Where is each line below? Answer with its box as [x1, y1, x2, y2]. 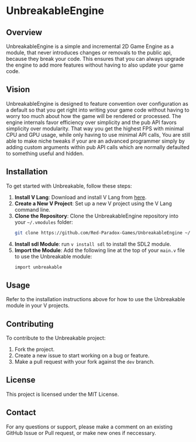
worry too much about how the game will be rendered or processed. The [6, 112, 181, 119]
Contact [6, 408, 36, 417]
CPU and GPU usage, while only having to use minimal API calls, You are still [6, 131, 190, 138]
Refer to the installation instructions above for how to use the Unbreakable [6, 296, 185, 303]
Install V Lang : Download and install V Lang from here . [14, 194, 147, 201]
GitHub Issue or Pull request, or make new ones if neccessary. [6, 429, 156, 436]
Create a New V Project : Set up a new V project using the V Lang [14, 200, 173, 207]
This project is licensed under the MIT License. [6, 391, 119, 398]
